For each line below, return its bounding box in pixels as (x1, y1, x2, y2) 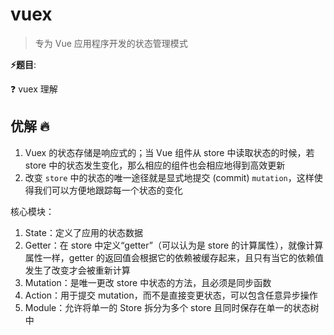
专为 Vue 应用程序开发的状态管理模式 (34, 37, 188, 49)
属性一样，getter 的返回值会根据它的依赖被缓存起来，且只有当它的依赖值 (24, 251, 324, 263)
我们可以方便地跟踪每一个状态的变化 (33, 184, 183, 196)
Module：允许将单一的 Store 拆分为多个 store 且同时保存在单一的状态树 (24, 301, 320, 313)
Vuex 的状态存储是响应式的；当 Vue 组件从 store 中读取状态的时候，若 (24, 146, 315, 158)
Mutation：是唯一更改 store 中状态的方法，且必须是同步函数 (24, 276, 272, 288)
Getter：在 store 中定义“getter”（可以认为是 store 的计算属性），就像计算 (24, 239, 324, 251)
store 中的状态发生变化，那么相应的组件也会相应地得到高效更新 (24, 159, 286, 171)
